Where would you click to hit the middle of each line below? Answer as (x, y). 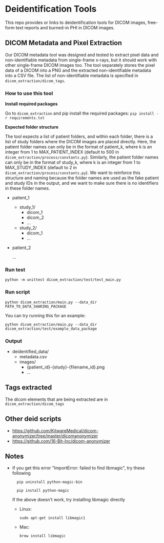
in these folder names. (28, 188)
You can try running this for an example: (45, 315)
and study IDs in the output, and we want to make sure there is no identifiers (82, 183)
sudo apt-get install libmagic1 (52, 518)
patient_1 (21, 198)
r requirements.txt (25, 118)
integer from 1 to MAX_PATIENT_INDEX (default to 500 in (62, 152)
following (21, 473)
